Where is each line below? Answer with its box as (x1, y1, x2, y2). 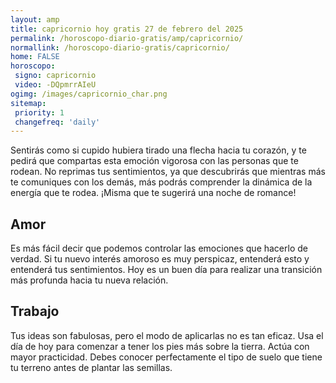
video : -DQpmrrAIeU (14, 80, 97, 90)
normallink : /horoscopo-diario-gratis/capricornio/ (10, 42, 230, 53)
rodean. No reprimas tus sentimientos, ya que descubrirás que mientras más (10, 166, 326, 178)
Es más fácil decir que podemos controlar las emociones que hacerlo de (10, 242, 308, 255)
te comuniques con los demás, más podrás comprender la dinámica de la (10, 176, 313, 188)
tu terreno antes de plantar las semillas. (10, 361, 173, 373)
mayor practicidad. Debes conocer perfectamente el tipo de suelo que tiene (10, 351, 323, 363)
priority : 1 (14, 107, 65, 118)
